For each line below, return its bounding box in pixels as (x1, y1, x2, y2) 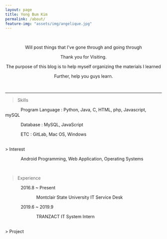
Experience (17, 175, 41, 181)
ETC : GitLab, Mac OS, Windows (20, 131, 87, 137)
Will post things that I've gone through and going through (24, 44, 143, 50)
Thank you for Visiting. (60, 54, 107, 60)
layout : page (5, 7, 32, 12)
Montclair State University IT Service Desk (36, 194, 123, 200)
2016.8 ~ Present (20, 185, 56, 191)
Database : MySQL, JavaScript (20, 122, 83, 128)
